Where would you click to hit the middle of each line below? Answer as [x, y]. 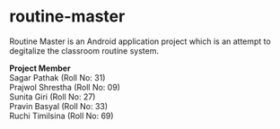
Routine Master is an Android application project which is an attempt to [140, 41]
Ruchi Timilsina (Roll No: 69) [61, 116]
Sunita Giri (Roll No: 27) [52, 97]
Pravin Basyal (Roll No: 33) [59, 106]
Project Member [40, 68]
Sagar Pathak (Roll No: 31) [57, 77]
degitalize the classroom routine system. [84, 50]
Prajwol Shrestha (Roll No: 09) [65, 87]
